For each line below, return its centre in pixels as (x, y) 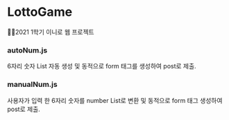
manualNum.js (32, 85)
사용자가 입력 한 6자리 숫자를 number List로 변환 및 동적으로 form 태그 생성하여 (115, 100)
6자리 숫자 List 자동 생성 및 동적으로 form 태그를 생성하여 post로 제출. (102, 66)
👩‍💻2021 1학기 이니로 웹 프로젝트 (51, 32)
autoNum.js (27, 50)
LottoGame (40, 12)
